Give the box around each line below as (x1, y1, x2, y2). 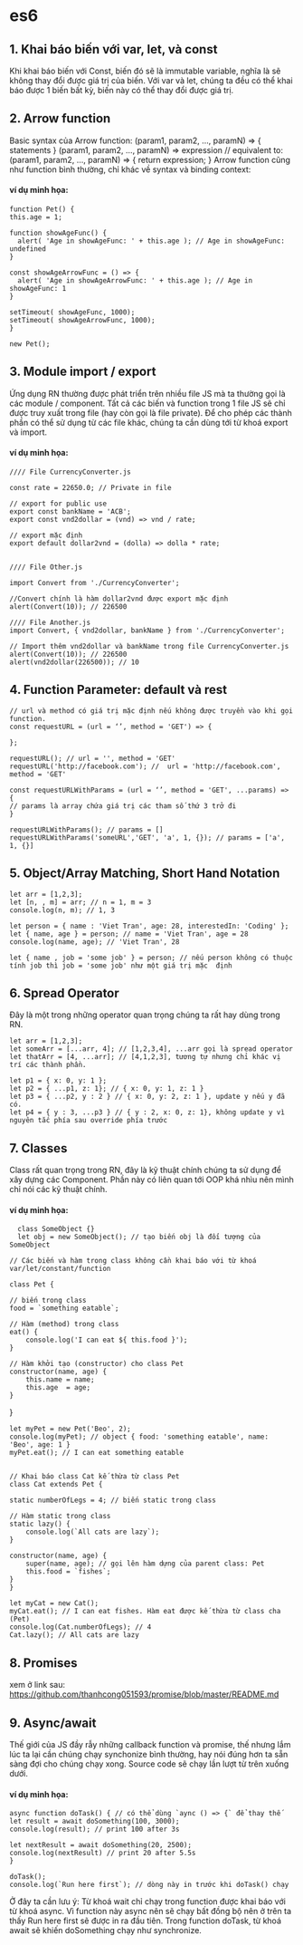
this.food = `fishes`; (25, 1567, 111, 1576)
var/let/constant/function (9, 1265, 111, 1274)
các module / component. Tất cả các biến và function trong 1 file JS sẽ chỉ (9, 398, 286, 409)
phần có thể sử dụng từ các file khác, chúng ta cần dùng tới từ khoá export (9, 417, 289, 428)
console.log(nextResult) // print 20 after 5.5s (9, 1849, 196, 1858)
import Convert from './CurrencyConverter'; (9, 579, 180, 588)
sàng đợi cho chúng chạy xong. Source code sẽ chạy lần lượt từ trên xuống (9, 1758, 289, 1769)
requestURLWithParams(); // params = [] (9, 825, 165, 834)
